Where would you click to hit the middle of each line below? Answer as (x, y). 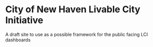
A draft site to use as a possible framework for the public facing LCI (76, 34)
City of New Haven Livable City (73, 9)
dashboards (18, 40)
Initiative (24, 20)
